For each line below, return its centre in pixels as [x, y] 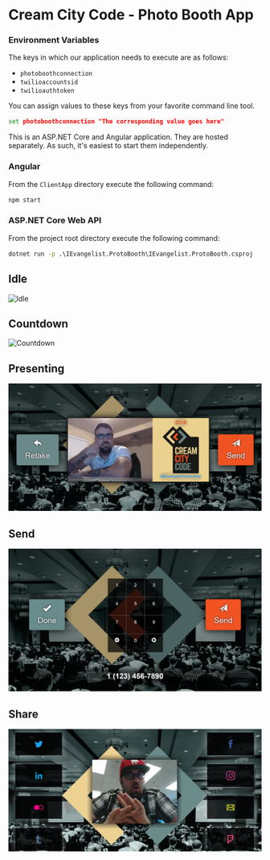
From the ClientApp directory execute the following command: [111, 184]
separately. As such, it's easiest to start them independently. [108, 146]
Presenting [37, 368]
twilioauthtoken [47, 91]
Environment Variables [54, 40]
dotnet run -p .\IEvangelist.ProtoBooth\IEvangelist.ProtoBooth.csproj [131, 254]
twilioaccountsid [49, 82]
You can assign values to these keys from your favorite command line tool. [132, 106]
